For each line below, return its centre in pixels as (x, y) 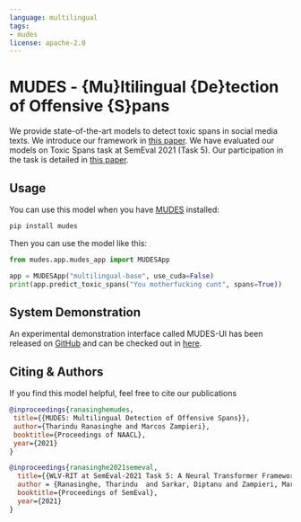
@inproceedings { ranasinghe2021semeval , (84, 468)
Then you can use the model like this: (78, 243)
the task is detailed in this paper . (69, 160)
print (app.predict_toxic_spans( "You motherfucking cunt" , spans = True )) (146, 284)
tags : (19, 26)
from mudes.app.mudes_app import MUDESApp (90, 260)
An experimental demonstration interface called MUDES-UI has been (136, 334)
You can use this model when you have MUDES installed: (114, 209)
